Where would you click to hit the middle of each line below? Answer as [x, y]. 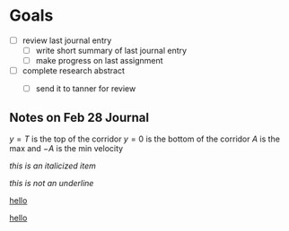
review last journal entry [67, 40]
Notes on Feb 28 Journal [79, 117]
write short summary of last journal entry [111, 51]
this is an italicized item [53, 166]
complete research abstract [74, 71]
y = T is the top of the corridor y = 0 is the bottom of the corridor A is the [145, 139]
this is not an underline [52, 184]
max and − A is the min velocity [66, 149]
